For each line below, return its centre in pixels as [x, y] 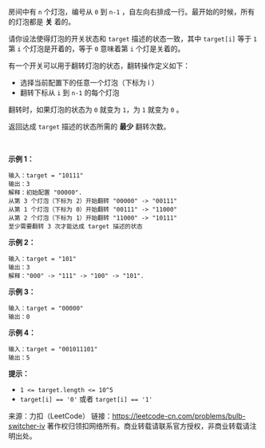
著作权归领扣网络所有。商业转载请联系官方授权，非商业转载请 [148, 426]
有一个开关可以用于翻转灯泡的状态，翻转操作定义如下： [99, 65]
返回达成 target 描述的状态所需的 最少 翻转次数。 [89, 127]
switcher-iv [27, 426]
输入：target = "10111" [46, 176]
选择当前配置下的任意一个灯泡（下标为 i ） [89, 83]
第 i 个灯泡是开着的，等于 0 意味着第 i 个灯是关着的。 [97, 49]
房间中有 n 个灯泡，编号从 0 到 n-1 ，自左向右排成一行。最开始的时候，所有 [132, 12]
